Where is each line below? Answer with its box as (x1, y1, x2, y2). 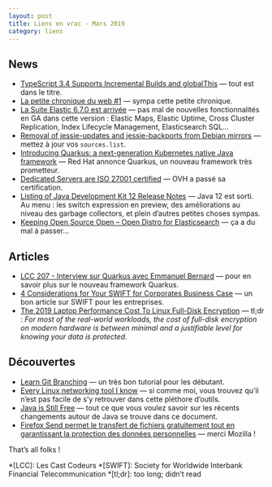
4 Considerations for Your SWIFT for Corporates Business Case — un (19, 288, 253, 298)
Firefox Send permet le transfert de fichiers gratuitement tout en (19, 420, 235, 430)
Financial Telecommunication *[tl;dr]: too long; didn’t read (8, 469, 201, 479)
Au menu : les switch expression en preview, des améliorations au (19, 200, 241, 210)
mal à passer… (19, 226, 70, 236)
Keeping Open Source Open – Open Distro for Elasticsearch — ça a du (19, 217, 256, 227)
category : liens (8, 27, 63, 35)
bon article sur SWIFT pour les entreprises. (19, 297, 165, 306)
